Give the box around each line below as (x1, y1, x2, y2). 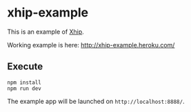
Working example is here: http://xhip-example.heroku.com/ (7, 41, 175, 49)
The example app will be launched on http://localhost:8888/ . (7, 97, 185, 105)
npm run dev (7, 85, 41, 92)
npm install (7, 79, 41, 86)
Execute (7, 60, 43, 73)
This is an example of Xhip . (7, 27, 84, 36)
